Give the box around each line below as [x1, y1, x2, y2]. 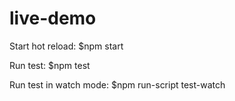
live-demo [9, 7, 97, 30]
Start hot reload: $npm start [9, 40, 124, 52]
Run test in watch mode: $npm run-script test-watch [9, 78, 226, 91]
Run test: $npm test [9, 59, 91, 71]
